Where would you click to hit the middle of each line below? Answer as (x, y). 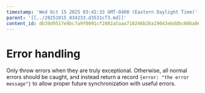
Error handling (43, 54)
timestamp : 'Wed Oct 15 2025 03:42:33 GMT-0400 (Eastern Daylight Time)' (102, 12)
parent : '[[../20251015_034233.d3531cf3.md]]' (67, 18)
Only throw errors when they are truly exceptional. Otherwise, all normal (97, 70)
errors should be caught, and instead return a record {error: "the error (98, 77)
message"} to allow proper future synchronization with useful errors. (91, 84)
